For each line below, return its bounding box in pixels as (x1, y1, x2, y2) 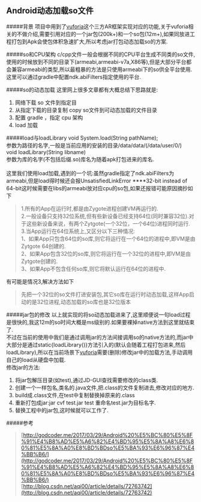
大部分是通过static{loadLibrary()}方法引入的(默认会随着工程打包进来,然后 (6, 341, 186, 348)
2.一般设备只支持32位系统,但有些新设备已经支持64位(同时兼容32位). (20, 212, 189, 220)
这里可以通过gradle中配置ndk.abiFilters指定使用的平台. (6, 73, 141, 80)
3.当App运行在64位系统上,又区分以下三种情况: (20, 228, 135, 235)
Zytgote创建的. (20, 258, 58, 265)
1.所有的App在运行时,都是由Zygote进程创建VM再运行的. (20, 205, 158, 212)
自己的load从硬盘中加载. (6, 356, 66, 363)
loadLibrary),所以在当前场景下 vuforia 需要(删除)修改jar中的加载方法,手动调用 (6, 349, 193, 356)
